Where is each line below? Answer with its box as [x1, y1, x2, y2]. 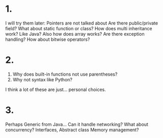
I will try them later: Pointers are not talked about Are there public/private [5, 20, 158, 26]
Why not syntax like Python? [12, 76, 73, 82]
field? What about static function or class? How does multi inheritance [5, 25, 152, 31]
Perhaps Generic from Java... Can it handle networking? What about [5, 121, 149, 127]
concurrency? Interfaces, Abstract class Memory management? [5, 126, 139, 133]
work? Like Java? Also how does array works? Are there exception [5, 31, 145, 37]
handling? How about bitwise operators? [5, 36, 90, 42]
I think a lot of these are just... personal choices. [5, 86, 106, 93]
